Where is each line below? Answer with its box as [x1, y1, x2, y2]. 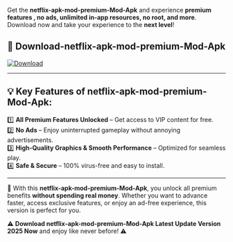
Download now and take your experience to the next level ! [7, 21, 175, 28]
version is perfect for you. [7, 206, 81, 214]
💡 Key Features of [7, 86, 85, 98]
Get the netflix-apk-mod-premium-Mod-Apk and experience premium [7, 6, 212, 14]
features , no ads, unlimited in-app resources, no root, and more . [7, 13, 197, 21]
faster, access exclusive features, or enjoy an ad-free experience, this [7, 198, 207, 207]
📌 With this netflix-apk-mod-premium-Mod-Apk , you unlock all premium [7, 184, 217, 192]
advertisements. [7, 135, 53, 144]
